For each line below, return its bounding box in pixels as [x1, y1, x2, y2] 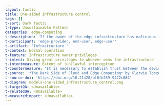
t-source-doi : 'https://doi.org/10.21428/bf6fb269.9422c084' [5, 75, 132, 80]
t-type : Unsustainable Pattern [5, 25, 69, 30]
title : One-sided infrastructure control [5, 12, 91, 17]
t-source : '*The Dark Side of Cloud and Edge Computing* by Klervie [5, 71, 147, 76]
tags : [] [5, 16, 23, 21]
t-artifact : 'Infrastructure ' [5, 43, 69, 48]
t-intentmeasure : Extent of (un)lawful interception [5, 62, 115, 66]
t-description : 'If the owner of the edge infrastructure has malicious [5, 35, 156, 40]
